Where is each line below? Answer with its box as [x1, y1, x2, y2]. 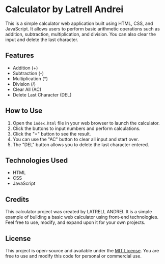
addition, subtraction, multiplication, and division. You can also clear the [5, 31, 156, 37]
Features [5, 51, 34, 60]
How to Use [5, 107, 43, 115]
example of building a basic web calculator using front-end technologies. [5, 214, 159, 220]
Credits [5, 195, 30, 204]
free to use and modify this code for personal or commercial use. [5, 253, 142, 259]
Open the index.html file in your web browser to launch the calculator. [12, 120, 160, 126]
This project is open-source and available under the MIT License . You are [5, 248, 159, 253]
